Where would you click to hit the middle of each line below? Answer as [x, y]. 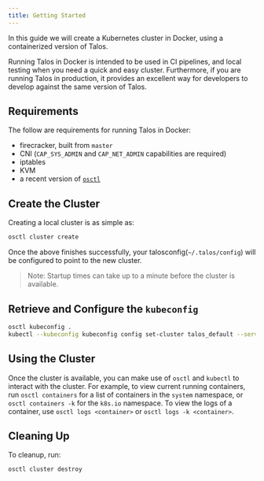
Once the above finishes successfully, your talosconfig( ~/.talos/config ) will [132, 252]
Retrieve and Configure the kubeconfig [103, 309]
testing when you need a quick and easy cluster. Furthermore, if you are [125, 70]
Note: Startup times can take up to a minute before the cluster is [131, 276]
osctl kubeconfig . [40, 327]
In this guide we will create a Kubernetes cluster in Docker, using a [116, 38]
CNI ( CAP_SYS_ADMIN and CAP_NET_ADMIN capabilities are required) [123, 154]
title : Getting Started [47, 15]
